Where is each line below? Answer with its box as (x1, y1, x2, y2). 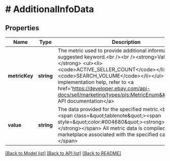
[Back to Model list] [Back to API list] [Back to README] (5, 150, 121, 156)
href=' (57, 85, 72, 92)
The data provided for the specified (57, 106, 142, 113)
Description (112, 39, 141, 45)
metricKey (8, 72, 34, 79)
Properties (5, 24, 39, 32)
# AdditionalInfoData (5, 4, 95, 15)
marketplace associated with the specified (57, 131, 158, 138)
